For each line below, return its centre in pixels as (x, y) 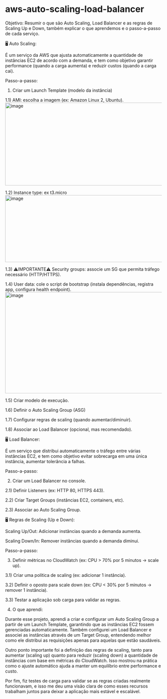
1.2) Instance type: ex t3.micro (36, 192)
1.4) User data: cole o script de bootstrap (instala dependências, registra (79, 284)
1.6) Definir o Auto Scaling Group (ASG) (45, 410)
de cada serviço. (22, 33)
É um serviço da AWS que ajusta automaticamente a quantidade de (74, 55)
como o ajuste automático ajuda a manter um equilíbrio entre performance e (83, 666)
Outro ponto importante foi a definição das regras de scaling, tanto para (79, 650)
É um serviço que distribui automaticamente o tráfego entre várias (73, 451)
